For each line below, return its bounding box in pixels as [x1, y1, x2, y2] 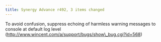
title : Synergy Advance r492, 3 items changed [5, 7, 105, 12]
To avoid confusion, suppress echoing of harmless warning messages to [5, 21, 156, 27]
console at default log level [5, 26, 61, 32]
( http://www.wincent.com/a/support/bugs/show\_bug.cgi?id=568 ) [5, 31, 142, 37]
